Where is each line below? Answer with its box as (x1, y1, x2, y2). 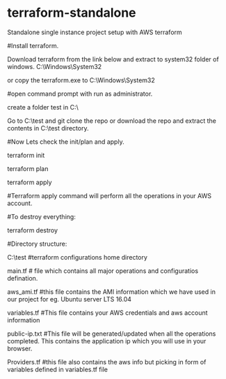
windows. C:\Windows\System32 (7, 62, 102, 70)
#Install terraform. (7, 41, 59, 50)
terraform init (7, 151, 45, 159)
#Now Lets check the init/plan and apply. (7, 138, 124, 146)
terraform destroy (7, 225, 58, 235)
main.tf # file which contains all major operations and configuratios (7, 267, 199, 275)
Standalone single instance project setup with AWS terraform (7, 28, 182, 36)
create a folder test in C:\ (7, 103, 79, 111)
